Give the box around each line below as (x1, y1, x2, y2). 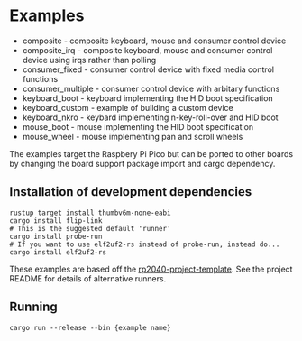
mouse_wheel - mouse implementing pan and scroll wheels (22, 131, 243, 142)
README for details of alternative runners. (9, 272, 167, 284)
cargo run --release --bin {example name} (9, 323, 171, 332)
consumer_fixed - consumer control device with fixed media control (22, 64, 275, 75)
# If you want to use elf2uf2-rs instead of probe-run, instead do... (9, 240, 280, 249)
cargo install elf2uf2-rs (9, 247, 106, 257)
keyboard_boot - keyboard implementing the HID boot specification (22, 92, 273, 104)
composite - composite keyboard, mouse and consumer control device (22, 35, 287, 46)
